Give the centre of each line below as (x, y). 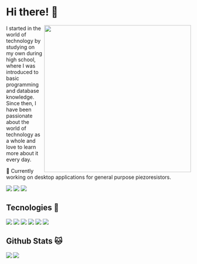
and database (23, 91)
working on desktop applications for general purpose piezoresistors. (89, 177)
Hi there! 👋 (32, 12)
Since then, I (21, 103)
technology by (23, 41)
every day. (19, 159)
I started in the (23, 28)
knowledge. (20, 97)
